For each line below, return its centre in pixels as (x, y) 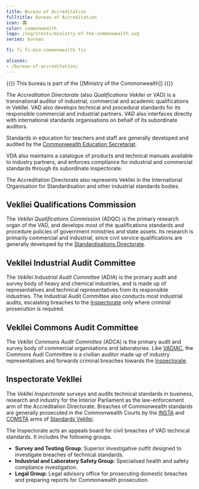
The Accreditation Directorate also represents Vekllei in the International (94, 179)
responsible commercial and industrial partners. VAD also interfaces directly (99, 113)
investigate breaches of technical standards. (69, 455)
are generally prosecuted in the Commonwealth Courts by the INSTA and (95, 412)
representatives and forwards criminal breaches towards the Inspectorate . (97, 361)
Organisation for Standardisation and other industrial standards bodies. (93, 186)
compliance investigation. (46, 467)
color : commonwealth (32, 28)
